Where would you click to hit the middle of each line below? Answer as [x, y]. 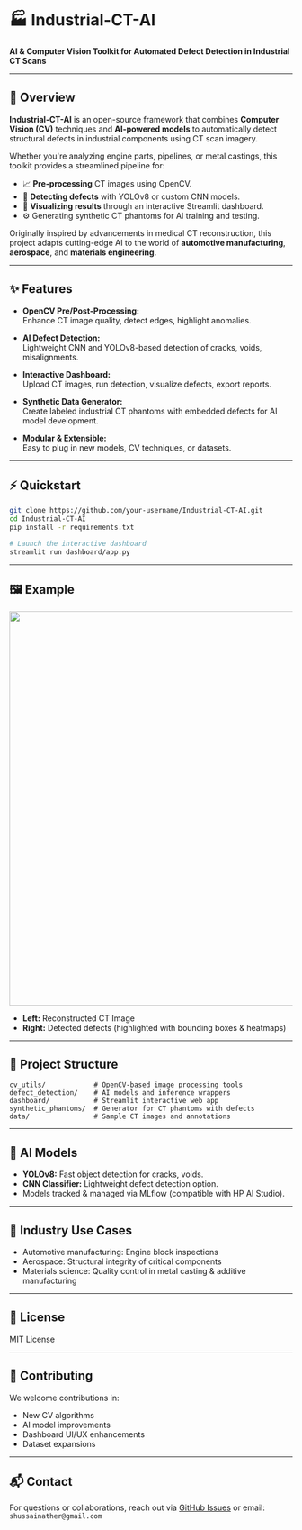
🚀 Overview [42, 98]
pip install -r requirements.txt [72, 528]
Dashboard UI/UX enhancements [84, 1434]
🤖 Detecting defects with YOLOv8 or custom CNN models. [131, 196]
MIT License [32, 1339]
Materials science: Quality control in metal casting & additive [134, 1271]
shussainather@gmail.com [56, 1516]
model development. [60, 420]
